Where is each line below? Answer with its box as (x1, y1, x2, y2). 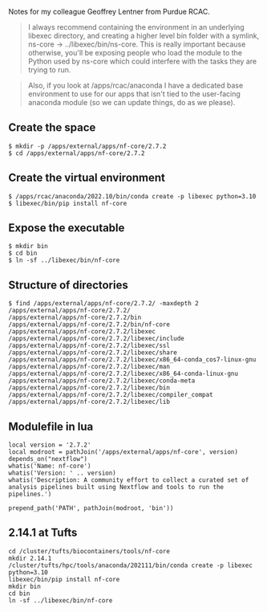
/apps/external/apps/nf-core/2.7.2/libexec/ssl (8, 341, 171, 350)
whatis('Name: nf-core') (8, 462, 91, 471)
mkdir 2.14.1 (8, 554, 52, 562)
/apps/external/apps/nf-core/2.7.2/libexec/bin (8, 384, 171, 392)
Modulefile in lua (8, 419, 94, 433)
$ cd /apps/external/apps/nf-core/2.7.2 (8, 149, 146, 157)
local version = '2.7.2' (8, 441, 91, 449)
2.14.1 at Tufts (8, 526, 78, 540)
